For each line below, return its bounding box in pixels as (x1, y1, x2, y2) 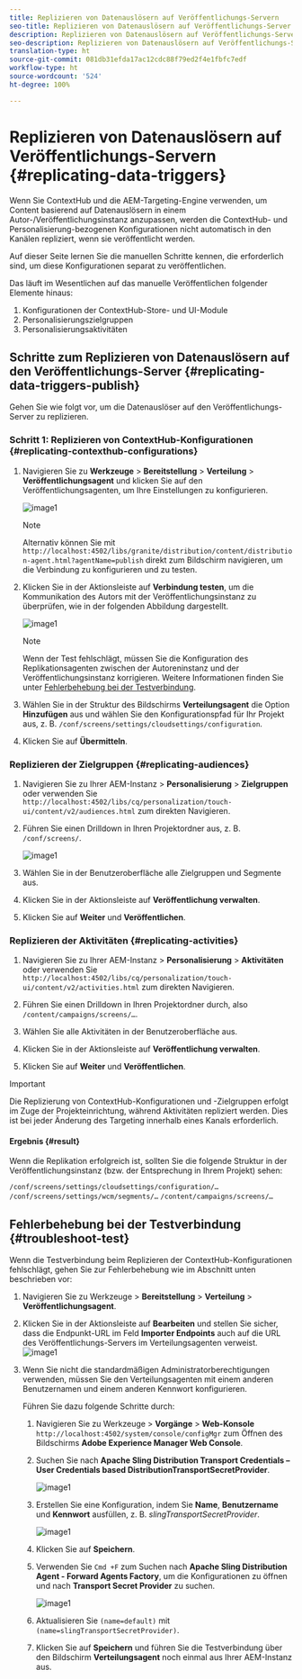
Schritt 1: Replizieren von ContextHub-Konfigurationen (9, 434, 253, 447)
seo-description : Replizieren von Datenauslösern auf (9, 38, 216, 48)
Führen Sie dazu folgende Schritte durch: (22, 1401, 175, 1412)
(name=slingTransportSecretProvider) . (35, 1625, 180, 1636)
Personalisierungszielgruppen (22, 314, 133, 325)
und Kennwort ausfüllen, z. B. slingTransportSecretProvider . (35, 1509, 261, 1520)
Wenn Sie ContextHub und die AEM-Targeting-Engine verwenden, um (9, 194, 268, 205)
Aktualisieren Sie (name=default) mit (35, 1615, 171, 1626)
